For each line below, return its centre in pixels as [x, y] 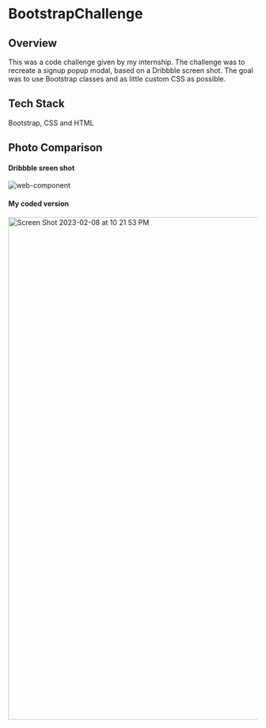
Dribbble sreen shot [42, 168]
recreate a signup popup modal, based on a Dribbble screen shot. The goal [131, 71]
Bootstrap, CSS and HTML [51, 123]
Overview [33, 43]
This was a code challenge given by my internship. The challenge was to [127, 62]
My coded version [39, 204]
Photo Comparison [55, 148]
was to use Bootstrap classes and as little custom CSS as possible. [117, 79]
